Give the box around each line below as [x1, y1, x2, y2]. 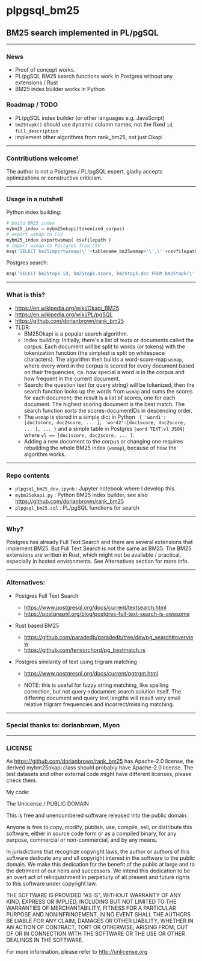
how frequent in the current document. [23, 375, 120, 382]
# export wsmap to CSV [6, 231, 63, 237]
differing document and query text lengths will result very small [23, 694, 181, 701]
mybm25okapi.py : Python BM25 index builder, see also [14, 491, 148, 498]
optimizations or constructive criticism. [6, 174, 103, 181]
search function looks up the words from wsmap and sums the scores [23, 387, 193, 395]
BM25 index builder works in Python [14, 86, 105, 93]
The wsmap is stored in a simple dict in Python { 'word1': [23, 413, 167, 421]
